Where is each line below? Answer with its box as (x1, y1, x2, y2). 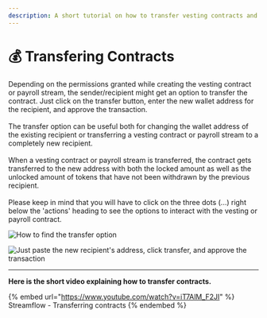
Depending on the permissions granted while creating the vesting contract (8, 79, 252, 88)
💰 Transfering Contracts (8, 47, 175, 65)
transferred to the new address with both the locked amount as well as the (8, 164, 252, 173)
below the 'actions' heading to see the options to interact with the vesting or (8, 206, 258, 215)
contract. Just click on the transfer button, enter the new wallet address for (8, 96, 254, 106)
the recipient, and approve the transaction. (8, 104, 148, 114)
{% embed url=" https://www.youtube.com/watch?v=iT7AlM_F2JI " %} (8, 292, 235, 301)
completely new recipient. (8, 138, 93, 148)
